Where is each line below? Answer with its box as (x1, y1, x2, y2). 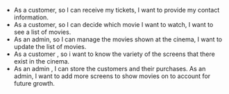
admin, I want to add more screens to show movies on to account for (13, 72, 211, 80)
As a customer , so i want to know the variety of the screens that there (13, 50, 215, 58)
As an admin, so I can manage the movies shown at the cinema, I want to (13, 35, 223, 44)
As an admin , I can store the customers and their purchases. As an (13, 65, 206, 73)
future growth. (13, 79, 56, 87)
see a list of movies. (13, 28, 71, 36)
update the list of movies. (13, 43, 87, 50)
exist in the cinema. (13, 57, 70, 65)
